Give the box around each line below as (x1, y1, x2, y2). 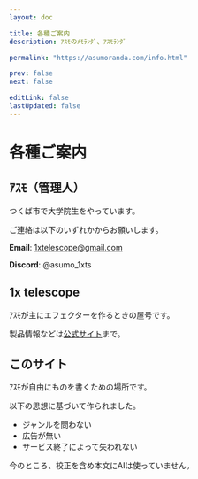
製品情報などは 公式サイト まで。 (9, 328, 126, 339)
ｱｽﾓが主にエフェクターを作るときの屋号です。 (9, 309, 175, 320)
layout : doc (9, 12, 53, 22)
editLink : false (9, 94, 69, 103)
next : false (9, 77, 53, 87)
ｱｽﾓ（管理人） (9, 181, 86, 196)
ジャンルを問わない (21, 420, 93, 430)
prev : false (9, 69, 53, 78)
